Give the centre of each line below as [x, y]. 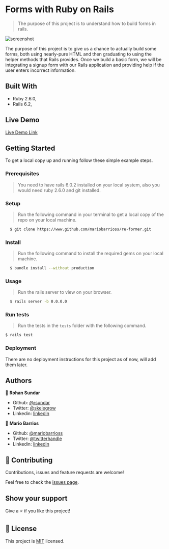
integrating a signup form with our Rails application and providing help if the [85, 65]
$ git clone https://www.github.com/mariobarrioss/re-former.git [81, 229]
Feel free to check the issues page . [42, 482]
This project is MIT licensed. [35, 541]
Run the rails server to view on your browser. [65, 292]
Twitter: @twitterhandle [37, 438]
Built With [21, 86]
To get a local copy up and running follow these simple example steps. [79, 160]
